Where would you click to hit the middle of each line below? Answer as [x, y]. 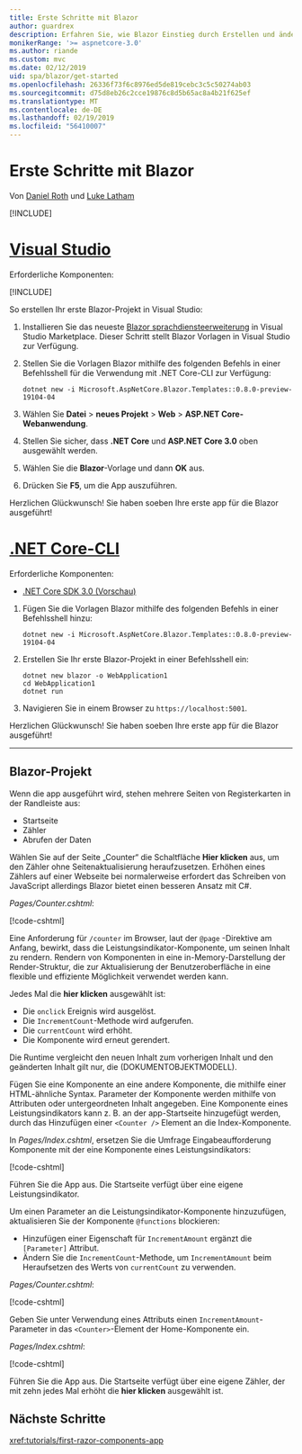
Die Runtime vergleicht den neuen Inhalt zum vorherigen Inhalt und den [142, 1057]
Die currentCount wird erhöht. [77, 1030]
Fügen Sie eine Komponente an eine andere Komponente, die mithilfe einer [148, 1084]
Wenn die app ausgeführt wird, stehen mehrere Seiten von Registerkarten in [150, 794]
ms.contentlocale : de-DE [56, 110]
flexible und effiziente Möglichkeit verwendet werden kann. [119, 976]
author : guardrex [42, 26]
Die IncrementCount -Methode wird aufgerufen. [108, 1020]
